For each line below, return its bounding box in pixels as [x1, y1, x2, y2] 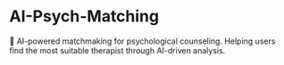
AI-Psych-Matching [9, 6, 159, 27]
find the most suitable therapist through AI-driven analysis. [9, 45, 226, 55]
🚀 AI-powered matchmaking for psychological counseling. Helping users [9, 36, 276, 46]
